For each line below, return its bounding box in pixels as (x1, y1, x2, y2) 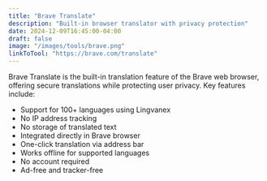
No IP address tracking (19, 114, 97, 123)
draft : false (8, 34, 53, 43)
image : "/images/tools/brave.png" (8, 42, 126, 50)
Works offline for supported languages (19, 148, 150, 157)
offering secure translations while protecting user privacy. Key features (8, 80, 246, 90)
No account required (19, 157, 90, 166)
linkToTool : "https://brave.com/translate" (8, 50, 158, 58)
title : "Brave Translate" (8, 11, 96, 20)
